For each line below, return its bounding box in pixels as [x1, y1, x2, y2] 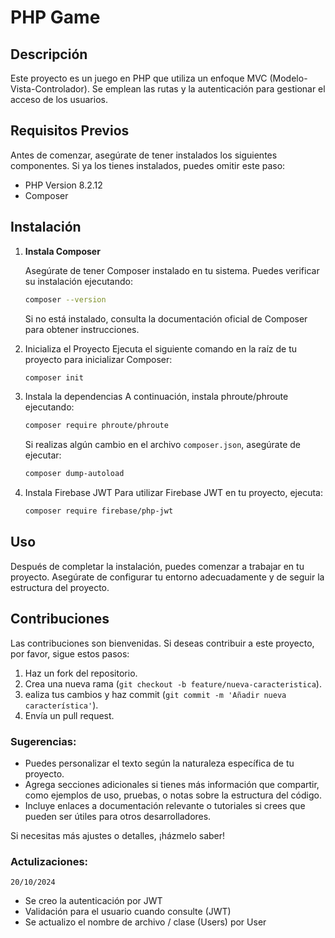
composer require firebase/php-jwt [24, 506, 174, 516]
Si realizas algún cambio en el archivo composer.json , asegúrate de [24, 439, 301, 451]
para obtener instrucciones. [24, 323, 140, 335]
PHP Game [10, 6, 101, 29]
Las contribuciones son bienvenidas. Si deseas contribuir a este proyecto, [10, 637, 315, 649]
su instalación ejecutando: [24, 275, 133, 287]
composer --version [24, 294, 107, 305]
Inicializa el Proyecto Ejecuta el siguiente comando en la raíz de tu [24, 342, 298, 355]
